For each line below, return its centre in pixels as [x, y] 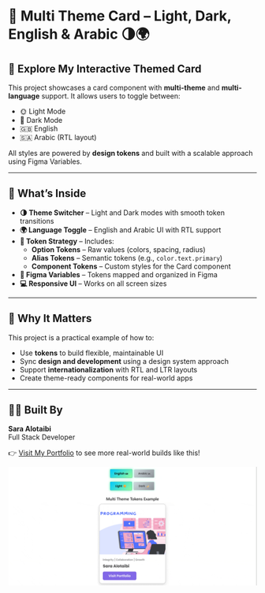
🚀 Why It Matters [50, 319]
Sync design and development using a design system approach [124, 361]
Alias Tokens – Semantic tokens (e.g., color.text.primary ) [127, 258]
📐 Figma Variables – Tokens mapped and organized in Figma [119, 274]
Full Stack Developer [42, 437]
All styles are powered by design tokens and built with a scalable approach [131, 153]
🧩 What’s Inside [47, 193]
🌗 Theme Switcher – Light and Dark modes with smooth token [122, 213]
